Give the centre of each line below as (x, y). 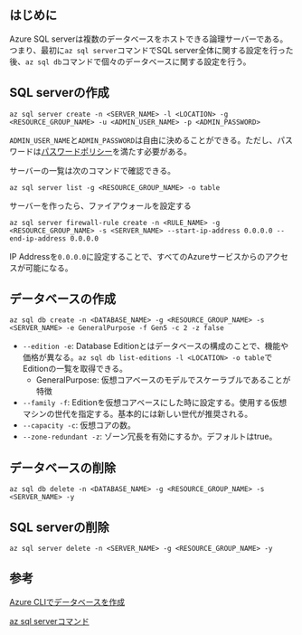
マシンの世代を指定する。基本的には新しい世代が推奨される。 (137, 414)
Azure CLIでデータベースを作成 (67, 602)
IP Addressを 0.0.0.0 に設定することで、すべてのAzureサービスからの (137, 256)
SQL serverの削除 (60, 527)
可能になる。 (49, 268)
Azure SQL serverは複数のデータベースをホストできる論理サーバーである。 (149, 39)
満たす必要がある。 (156, 151)
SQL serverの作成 (60, 93)
